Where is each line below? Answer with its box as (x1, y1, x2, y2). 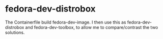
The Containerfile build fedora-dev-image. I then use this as (5, 19, 126, 25)
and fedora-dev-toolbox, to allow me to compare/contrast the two (25, 24, 159, 30)
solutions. (5, 29, 25, 35)
